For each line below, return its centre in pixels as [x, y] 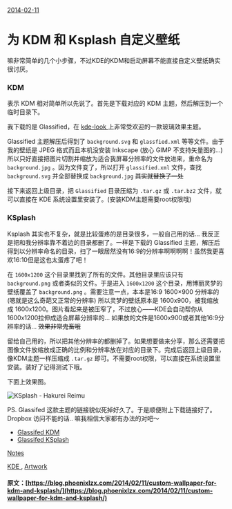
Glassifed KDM [38, 432]
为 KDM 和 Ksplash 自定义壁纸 [94, 40]
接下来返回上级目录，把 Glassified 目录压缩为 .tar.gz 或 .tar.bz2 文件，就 [115, 191]
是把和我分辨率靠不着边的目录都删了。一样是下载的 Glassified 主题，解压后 [114, 242]
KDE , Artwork [27, 466]
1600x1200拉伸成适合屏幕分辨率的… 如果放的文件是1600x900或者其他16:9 [113, 317]
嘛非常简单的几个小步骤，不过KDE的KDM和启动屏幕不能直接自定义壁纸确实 [114, 60]
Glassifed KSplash [43, 439]
